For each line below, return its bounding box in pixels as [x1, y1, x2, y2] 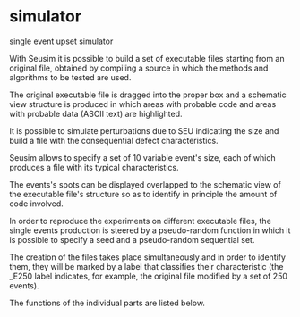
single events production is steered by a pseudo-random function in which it [9, 225, 291, 236]
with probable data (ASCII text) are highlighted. [9, 108, 183, 119]
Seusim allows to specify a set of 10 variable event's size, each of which [9, 152, 276, 163]
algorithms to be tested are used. [9, 71, 132, 82]
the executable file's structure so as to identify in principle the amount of [9, 188, 278, 199]
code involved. [9, 198, 64, 209]
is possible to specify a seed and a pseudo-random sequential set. [9, 234, 255, 245]
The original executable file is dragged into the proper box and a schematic [9, 89, 287, 100]
